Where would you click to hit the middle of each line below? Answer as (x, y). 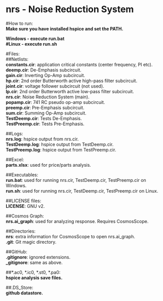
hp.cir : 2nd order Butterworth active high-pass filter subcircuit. (72, 81)
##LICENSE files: (24, 201)
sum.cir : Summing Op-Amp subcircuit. (46, 113)
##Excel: (15, 159)
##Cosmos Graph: (25, 216)
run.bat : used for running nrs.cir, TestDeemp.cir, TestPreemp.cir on (76, 180)
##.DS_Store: (19, 287)
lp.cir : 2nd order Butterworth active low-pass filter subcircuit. (70, 91)
